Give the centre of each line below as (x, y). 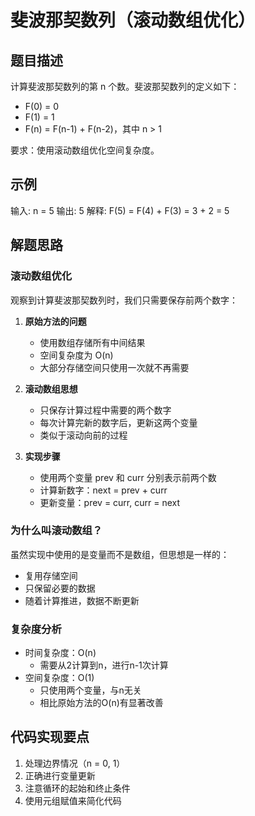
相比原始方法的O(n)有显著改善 (101, 703)
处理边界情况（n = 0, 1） (75, 763)
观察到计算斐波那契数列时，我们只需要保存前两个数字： (124, 300)
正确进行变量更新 (60, 775)
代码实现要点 (50, 737)
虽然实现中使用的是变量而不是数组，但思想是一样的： (120, 554)
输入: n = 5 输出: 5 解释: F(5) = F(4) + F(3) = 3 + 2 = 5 (120, 210)
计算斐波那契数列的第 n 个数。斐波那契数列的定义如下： (125, 86)
